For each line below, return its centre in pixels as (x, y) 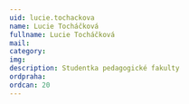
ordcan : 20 (30, 85)
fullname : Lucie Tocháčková (62, 34)
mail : (19, 43)
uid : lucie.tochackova (52, 18)
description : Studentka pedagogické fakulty (94, 69)
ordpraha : (28, 77)
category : (28, 52)
